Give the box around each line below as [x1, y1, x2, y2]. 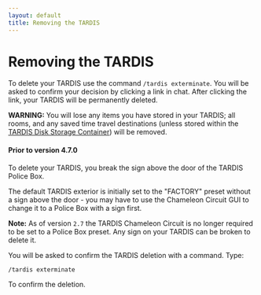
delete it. [8, 235, 37, 245]
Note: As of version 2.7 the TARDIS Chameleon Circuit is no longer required [8, 218, 254, 228]
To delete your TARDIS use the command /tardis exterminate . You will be [8, 79, 249, 88]
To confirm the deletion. [8, 279, 86, 289]
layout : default [8, 11, 61, 20]
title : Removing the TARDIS [8, 19, 101, 27]
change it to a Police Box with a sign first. [8, 203, 142, 212]
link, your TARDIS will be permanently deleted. [8, 95, 159, 105]
